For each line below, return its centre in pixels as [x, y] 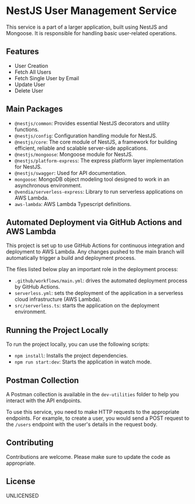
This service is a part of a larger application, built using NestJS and [87, 27]
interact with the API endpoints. [44, 400]
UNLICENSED [22, 495]
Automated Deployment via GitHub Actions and [94, 222]
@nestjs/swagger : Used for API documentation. [70, 173]
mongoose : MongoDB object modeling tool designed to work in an [92, 179]
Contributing [30, 443]
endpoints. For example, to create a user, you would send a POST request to [98, 418]
